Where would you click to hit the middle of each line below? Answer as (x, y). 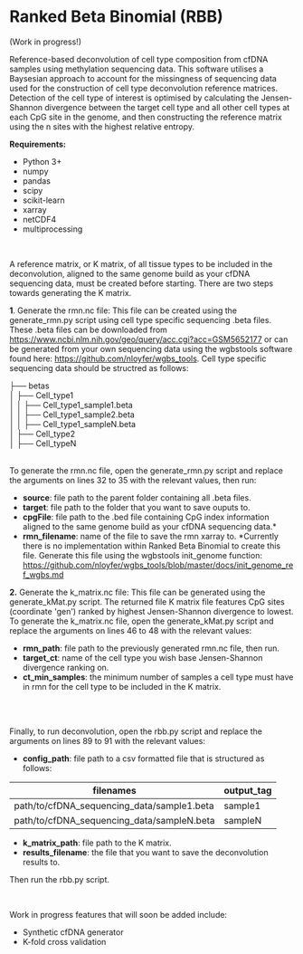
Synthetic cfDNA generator (73, 932)
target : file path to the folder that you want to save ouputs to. (136, 507)
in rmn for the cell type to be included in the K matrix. (122, 686)
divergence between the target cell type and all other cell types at (167, 107)
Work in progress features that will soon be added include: (118, 914)
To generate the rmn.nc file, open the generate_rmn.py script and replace (146, 470)
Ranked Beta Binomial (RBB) (116, 17)
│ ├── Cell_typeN (43, 443)
